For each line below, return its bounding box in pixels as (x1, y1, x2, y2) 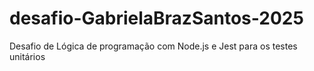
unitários (9, 50, 46, 62)
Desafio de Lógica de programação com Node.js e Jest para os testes (9, 40, 298, 52)
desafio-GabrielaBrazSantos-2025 (9, 7, 304, 30)
